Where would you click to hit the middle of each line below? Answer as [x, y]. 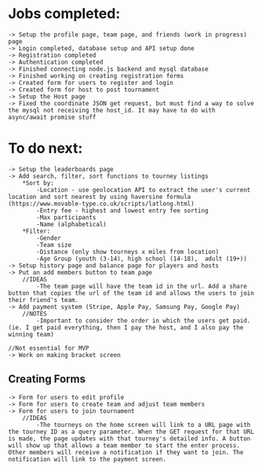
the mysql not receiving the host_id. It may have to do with [112, 110]
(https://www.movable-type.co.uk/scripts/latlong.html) [101, 204]
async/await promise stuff [52, 117]
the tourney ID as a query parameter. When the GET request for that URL [131, 432]
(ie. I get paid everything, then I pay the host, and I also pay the [126, 327]
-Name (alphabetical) [72, 224]
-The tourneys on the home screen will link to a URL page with [144, 425]
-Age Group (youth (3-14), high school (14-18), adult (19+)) [142, 259]
